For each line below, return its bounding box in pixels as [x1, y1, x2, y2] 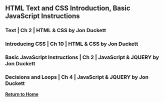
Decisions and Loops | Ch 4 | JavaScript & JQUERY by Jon [5, 74, 149, 81]
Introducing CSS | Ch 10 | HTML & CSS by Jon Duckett [5, 40, 138, 47]
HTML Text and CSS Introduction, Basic [5, 4, 131, 13]
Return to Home [5, 91, 39, 97]
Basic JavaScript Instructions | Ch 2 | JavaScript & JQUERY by [5, 54, 159, 61]
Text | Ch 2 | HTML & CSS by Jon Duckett [5, 27, 106, 34]
